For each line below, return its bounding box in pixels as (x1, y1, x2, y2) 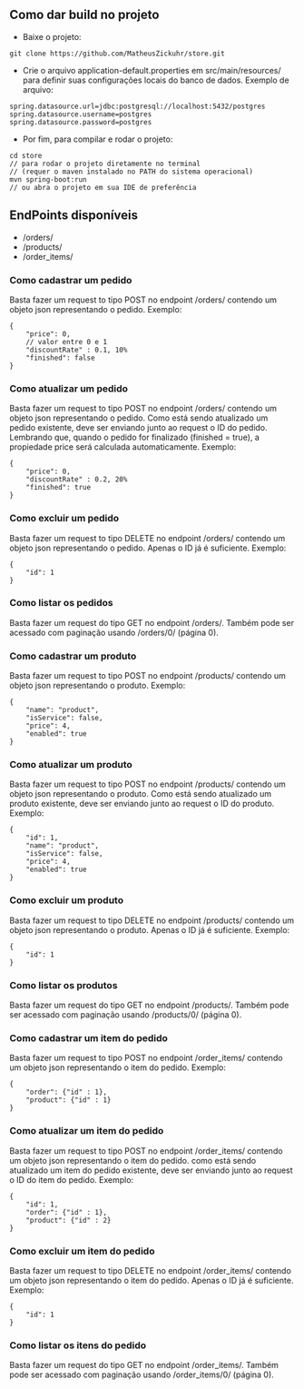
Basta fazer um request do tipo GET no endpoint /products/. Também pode (9, 999, 289, 1010)
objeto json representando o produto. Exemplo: (9, 680, 186, 691)
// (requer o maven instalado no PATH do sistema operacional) (9, 167, 254, 176)
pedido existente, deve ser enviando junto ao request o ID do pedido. (9, 422, 268, 433)
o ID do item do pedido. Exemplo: (9, 1174, 134, 1185)
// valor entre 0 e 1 (25, 337, 107, 346)
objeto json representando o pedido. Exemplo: (9, 303, 182, 314)
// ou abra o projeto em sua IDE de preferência (9, 183, 197, 192)
